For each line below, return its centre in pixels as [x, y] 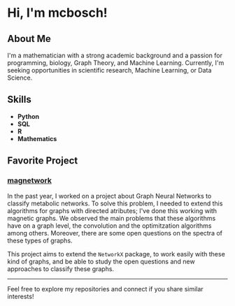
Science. [20, 78]
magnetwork [30, 181]
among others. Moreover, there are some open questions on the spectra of [115, 233]
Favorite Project [43, 161]
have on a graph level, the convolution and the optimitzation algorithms [109, 226]
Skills [19, 100]
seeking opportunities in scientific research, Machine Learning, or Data [109, 70]
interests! [21, 296]
